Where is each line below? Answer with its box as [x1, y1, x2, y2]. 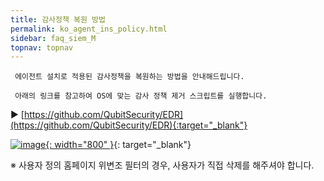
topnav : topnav [10, 42, 74, 53]
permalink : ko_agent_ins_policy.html [10, 24, 168, 34]
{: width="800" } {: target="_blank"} [45, 139, 192, 151]
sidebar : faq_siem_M [10, 33, 97, 43]
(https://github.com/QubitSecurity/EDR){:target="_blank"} [10, 119, 248, 131]
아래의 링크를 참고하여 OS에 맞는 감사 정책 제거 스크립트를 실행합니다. [14, 91, 268, 101]
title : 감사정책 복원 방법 [10, 14, 106, 25]
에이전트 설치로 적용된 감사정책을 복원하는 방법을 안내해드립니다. [14, 72, 245, 82]
